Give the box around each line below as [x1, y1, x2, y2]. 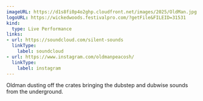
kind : [6, 20, 20, 26]
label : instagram [17, 65, 61, 71]
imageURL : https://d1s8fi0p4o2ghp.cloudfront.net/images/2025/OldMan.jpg [6, 8, 198, 15]
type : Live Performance [12, 25, 72, 32]
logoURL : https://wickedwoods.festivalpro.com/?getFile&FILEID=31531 [6, 15, 187, 21]
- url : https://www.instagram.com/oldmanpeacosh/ [6, 54, 135, 60]
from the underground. [6, 88, 64, 96]
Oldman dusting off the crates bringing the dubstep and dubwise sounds [6, 82, 188, 89]
